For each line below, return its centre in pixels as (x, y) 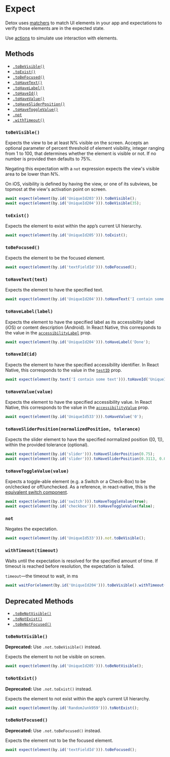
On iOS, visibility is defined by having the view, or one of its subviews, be (81, 184)
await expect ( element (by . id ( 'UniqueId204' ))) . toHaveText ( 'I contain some (85, 299)
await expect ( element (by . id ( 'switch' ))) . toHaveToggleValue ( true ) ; (77, 501)
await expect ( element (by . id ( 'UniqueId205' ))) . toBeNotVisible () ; (74, 666)
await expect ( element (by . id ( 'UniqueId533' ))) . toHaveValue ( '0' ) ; (74, 416)
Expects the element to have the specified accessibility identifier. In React (82, 364)
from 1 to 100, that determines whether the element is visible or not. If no (81, 154)
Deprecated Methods (39, 601)
